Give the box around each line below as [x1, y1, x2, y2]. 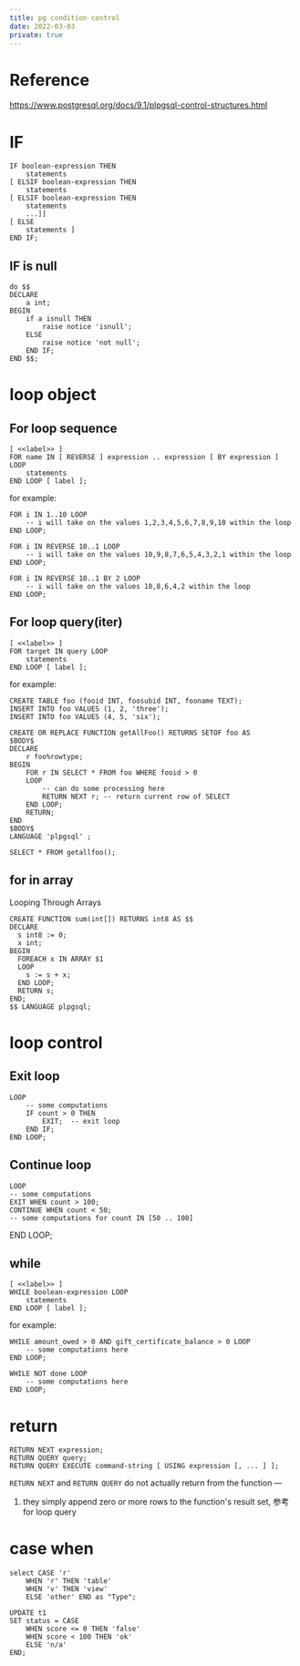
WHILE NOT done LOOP [9, 1369, 88, 1379]
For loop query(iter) [9, 614, 123, 630]
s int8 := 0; [17, 931, 67, 940]
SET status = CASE [9, 1617, 79, 1626]
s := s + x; [26, 970, 71, 980]
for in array [9, 872, 74, 889]
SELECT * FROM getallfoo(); [9, 848, 117, 857]
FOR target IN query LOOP [9, 646, 108, 656]
